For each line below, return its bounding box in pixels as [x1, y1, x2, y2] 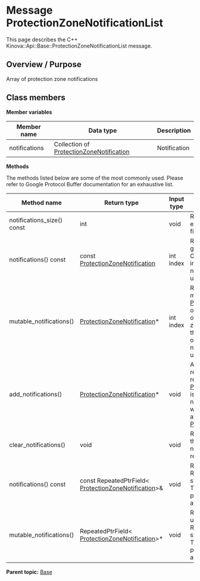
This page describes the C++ [6, 36, 78, 43]
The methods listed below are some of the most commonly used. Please [6, 174, 183, 182]
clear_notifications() [9, 441, 65, 449]
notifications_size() [9, 215, 62, 224]
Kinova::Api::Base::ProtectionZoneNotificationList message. [6, 42, 152, 49]
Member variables [6, 108, 52, 115]
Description [157, 126, 191, 135]
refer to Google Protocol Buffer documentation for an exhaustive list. [6, 180, 174, 188]
